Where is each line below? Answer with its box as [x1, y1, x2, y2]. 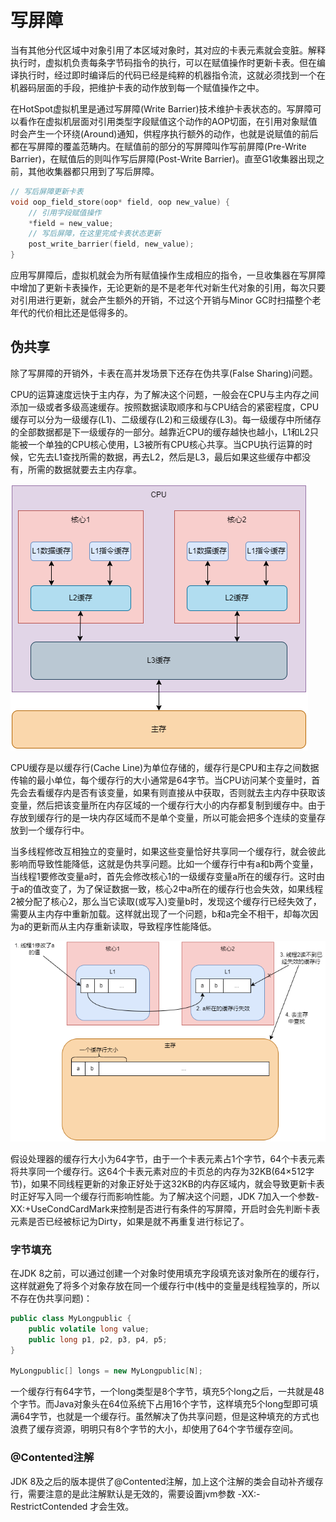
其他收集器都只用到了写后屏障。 [27, 165, 160, 177]
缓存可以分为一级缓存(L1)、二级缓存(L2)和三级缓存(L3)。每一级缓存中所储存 [10, 413, 322, 425]
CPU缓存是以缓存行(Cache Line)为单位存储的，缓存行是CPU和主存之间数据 [10, 761, 320, 773]
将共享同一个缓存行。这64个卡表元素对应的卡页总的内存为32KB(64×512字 [10, 1165, 315, 1177]
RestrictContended [10, 1500, 88, 1512]
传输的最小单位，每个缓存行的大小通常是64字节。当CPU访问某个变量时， [10, 774, 312, 786]
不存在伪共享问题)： [10, 1292, 93, 1304]
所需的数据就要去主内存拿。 [27, 463, 142, 475]
